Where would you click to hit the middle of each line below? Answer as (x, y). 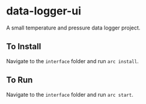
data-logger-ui (44, 11)
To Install (24, 47)
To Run (20, 80)
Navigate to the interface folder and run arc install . (73, 61)
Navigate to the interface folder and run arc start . (70, 94)
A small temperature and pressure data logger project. (73, 28)
